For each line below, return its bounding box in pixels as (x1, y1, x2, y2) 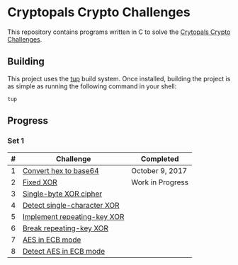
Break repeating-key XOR (22, 223, 108, 233)
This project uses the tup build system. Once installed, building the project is (7, 74, 231, 83)
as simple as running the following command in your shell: (7, 82, 177, 90)
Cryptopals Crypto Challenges (7, 4, 191, 20)
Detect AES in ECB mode (22, 247, 105, 257)
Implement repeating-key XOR (22, 212, 125, 222)
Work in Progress (130, 177, 189, 187)
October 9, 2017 (130, 166, 188, 176)
